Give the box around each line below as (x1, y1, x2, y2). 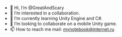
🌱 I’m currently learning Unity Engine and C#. (9, 15, 103, 21)
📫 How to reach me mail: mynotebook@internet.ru (9, 26, 115, 32)
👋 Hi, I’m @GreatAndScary (9, 5, 64, 10)
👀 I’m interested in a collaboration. (9, 10, 80, 16)
